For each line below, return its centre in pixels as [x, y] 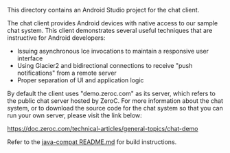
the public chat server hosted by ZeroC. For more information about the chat [115, 101]
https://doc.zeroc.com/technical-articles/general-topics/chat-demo [103, 129]
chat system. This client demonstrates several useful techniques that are [110, 31]
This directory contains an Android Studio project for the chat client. [103, 10]
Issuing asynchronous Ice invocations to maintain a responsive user [113, 51]
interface [30, 58]
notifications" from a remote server [67, 73]
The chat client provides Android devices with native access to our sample [113, 23]
